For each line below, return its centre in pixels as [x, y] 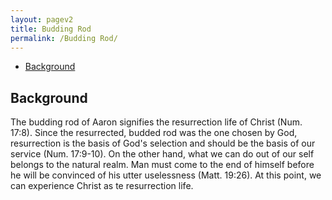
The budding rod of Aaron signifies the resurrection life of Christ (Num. [156, 122]
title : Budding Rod [51, 29]
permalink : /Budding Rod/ [64, 38]
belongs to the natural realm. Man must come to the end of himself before [162, 165]
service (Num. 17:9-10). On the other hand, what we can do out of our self [162, 154]
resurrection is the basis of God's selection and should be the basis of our [163, 143]
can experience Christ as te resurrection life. [102, 186]
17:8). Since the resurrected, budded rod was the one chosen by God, [154, 133]
